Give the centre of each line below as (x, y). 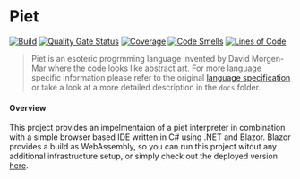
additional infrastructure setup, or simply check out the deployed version (143, 156)
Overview (28, 107)
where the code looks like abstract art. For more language (155, 68)
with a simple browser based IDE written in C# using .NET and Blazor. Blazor (150, 137)
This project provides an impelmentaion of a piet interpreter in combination (147, 128)
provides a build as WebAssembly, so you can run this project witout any (143, 147)
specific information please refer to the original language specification (161, 77)
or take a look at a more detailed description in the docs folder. (146, 87)
